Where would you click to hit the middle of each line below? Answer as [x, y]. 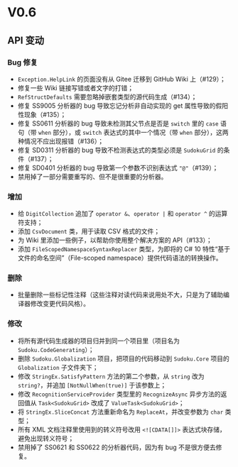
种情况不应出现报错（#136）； [61, 141]
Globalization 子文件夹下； [58, 367]
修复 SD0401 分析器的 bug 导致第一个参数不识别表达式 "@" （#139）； [118, 167]
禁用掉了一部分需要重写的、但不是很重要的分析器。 [92, 176]
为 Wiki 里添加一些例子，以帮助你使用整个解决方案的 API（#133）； [115, 240]
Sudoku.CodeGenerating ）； [56, 349]
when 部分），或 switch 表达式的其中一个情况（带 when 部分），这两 [133, 132]
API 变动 [26, 40]
